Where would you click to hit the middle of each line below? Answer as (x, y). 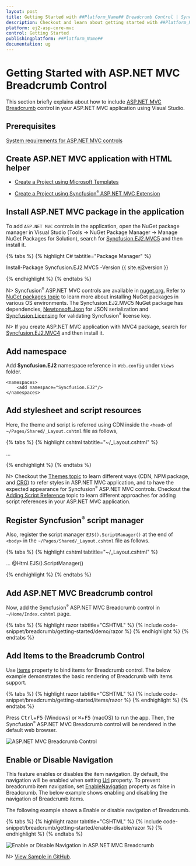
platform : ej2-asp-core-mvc (40, 28)
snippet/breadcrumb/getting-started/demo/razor (65, 631)
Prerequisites (31, 126)
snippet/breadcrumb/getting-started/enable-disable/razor (76, 828)
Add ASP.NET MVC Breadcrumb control (80, 593)
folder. (14, 372)
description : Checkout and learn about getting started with (82, 22)
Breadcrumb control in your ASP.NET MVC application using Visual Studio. (95, 108)
